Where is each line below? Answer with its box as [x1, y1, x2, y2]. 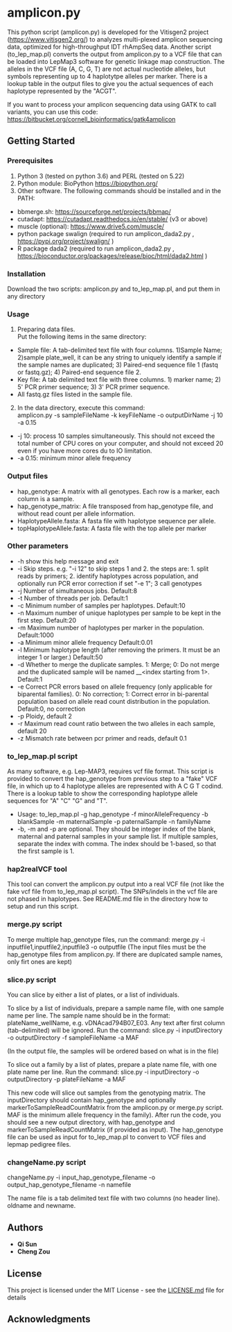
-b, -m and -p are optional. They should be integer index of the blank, [17, 825, 216, 834]
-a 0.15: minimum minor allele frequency [17, 454, 132, 462]
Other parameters [7, 541, 69, 551]
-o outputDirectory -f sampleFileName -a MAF [7, 1034, 140, 1042]
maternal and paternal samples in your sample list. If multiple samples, [17, 832, 218, 841]
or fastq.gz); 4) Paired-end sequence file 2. [17, 368, 142, 376]
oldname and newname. [7, 1202, 76, 1210]
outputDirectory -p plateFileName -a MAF [7, 1075, 126, 1084]
